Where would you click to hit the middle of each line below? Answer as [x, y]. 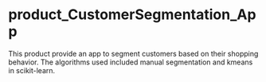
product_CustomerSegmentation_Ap [132, 15]
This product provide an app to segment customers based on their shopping [133, 53]
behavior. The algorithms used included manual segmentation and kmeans [131, 62]
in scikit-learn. [32, 70]
